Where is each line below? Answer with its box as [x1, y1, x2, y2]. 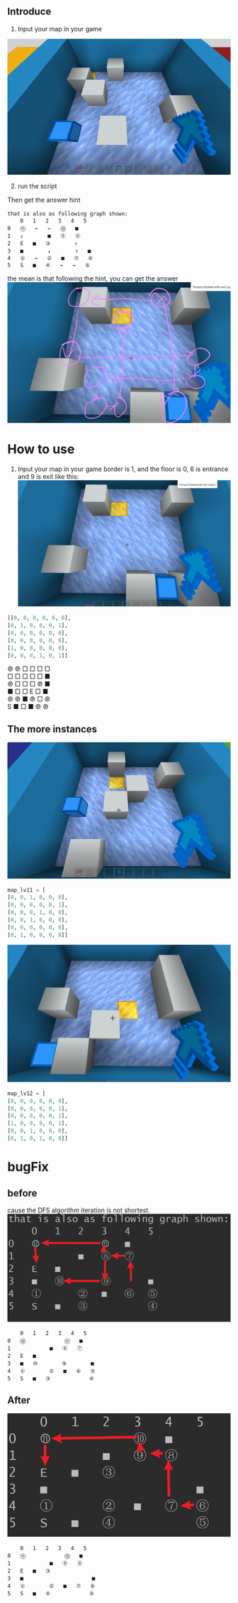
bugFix [7, 1159, 50, 1175]
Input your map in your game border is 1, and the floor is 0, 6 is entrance [17, 465, 229, 473]
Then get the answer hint [7, 195, 81, 205]
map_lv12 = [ [7, 1090, 46, 1097]
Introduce [7, 6, 52, 18]
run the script [17, 182, 57, 190]
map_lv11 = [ [7, 886, 46, 894]
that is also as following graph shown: [7, 210, 129, 217]
